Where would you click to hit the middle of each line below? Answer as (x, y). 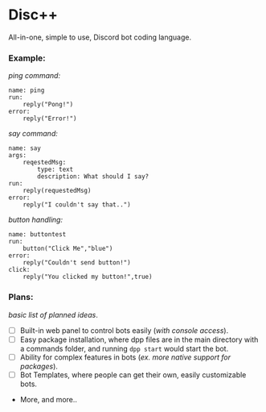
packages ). (39, 366)
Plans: (21, 298)
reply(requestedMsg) (57, 191)
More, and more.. (49, 399)
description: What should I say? (93, 177)
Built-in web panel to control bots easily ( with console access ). (124, 330)
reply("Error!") (50, 119)
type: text (55, 170)
